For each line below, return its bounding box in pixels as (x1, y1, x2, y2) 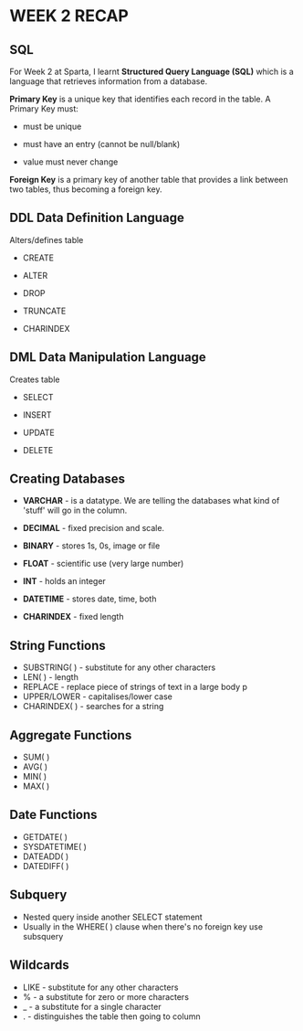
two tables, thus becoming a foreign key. (9, 184, 162, 195)
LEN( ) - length (22, 672, 79, 683)
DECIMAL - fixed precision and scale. (22, 523, 165, 534)
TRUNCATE (22, 305, 67, 316)
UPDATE (22, 427, 55, 438)
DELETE (22, 444, 54, 455)
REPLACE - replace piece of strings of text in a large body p (22, 682, 248, 693)
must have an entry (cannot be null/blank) (22, 139, 181, 149)
